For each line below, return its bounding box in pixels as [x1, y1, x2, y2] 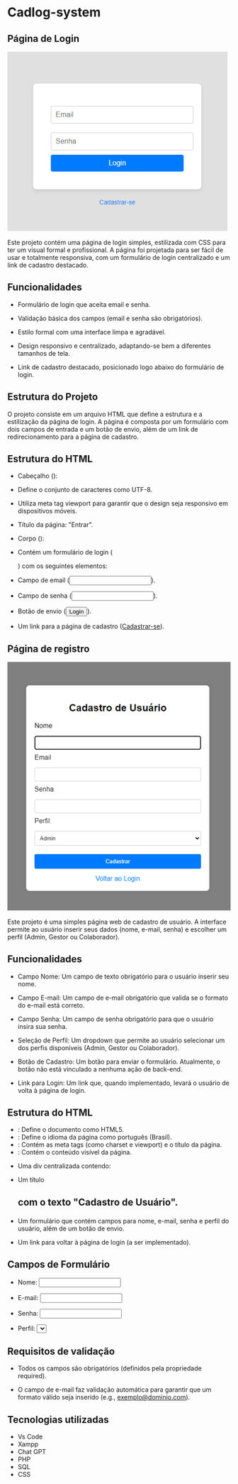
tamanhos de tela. [17, 349, 71, 357]
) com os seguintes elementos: [17, 562, 108, 570]
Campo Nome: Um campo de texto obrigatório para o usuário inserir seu [17, 972, 229, 981]
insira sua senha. [17, 1022, 67, 1030]
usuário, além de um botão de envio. [17, 1224, 125, 1233]
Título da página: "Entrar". [17, 520, 93, 529]
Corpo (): [17, 534, 45, 543]
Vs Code [17, 1432, 43, 1441]
